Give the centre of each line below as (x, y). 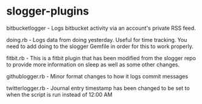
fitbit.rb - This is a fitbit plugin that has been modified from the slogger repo (101, 58)
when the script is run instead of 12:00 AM (59, 94)
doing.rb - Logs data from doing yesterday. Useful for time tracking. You (97, 40)
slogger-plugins (48, 11)
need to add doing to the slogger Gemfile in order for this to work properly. (100, 46)
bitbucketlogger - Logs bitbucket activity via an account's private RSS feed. (101, 28)
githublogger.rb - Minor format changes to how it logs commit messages (97, 76)
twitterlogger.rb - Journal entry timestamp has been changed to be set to (98, 88)
